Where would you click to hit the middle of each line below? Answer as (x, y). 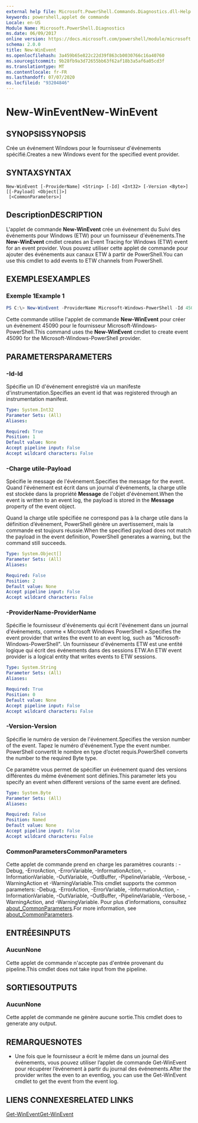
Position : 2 (21, 581)
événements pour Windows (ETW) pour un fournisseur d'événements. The (96, 235)
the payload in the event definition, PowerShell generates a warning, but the (98, 537)
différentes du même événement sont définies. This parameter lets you (91, 776)
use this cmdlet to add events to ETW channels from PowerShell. (85, 260)
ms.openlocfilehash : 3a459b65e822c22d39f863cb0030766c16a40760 (85, 56)
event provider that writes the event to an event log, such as (79, 638)
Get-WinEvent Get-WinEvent (40, 1114)
